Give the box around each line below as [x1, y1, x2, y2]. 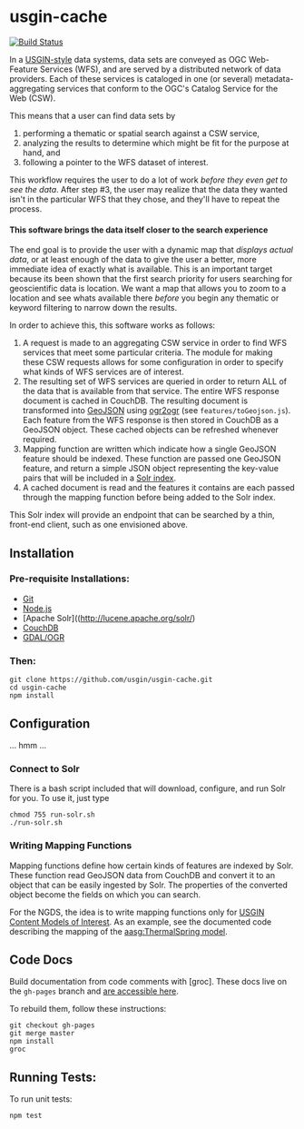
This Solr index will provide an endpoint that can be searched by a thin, [9, 510, 275, 520]
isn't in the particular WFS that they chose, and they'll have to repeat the [9, 193, 280, 204]
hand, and [22, 147, 61, 158]
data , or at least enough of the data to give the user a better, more [9, 254, 257, 265]
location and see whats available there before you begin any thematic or [9, 292, 279, 303]
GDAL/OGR [22, 631, 65, 642]
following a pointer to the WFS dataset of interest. [22, 156, 209, 167]
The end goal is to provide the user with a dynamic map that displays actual [9, 244, 293, 255]
